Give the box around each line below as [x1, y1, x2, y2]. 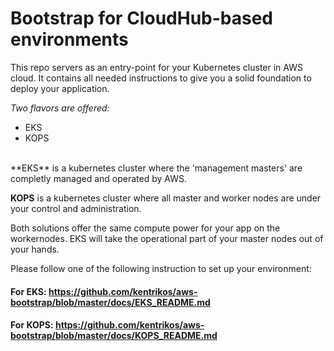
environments [10, 28, 129, 51]
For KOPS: [10, 319, 54, 331]
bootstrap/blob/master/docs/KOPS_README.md [10, 330, 218, 342]
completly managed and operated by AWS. [10, 172, 187, 184]
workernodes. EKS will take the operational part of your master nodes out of [10, 232, 324, 244]
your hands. [10, 243, 60, 255]
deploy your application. [10, 82, 110, 94]
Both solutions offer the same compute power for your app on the [10, 222, 281, 234]
